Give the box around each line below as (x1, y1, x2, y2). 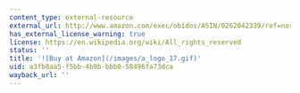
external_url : (9, 21, 62, 30)
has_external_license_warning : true (9, 29, 146, 38)
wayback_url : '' (9, 71, 70, 80)
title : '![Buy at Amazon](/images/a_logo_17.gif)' (9, 54, 202, 63)
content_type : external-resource (9, 12, 134, 22)
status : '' (9, 46, 50, 55)
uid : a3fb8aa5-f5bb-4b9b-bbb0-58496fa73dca (9, 63, 174, 72)
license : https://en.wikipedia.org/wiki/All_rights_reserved (9, 37, 242, 47)
